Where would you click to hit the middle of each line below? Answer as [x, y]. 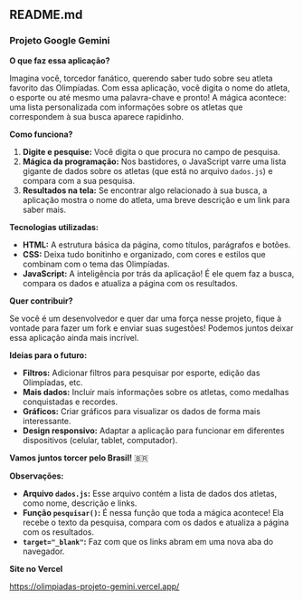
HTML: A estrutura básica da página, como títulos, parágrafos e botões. [156, 245]
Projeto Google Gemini [60, 41]
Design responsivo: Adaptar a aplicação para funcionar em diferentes [153, 431]
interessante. [47, 421]
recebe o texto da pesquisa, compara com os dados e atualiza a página [156, 522]
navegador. [43, 551]
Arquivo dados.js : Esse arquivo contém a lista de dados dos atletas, [150, 493]
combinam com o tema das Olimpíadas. [96, 264]
